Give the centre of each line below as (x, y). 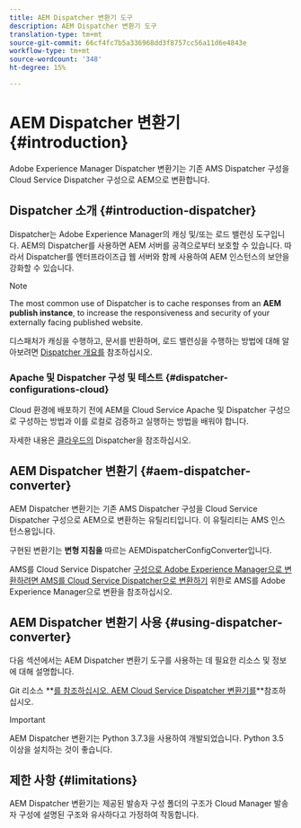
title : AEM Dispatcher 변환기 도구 (71, 18)
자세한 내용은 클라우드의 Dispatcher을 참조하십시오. (100, 440)
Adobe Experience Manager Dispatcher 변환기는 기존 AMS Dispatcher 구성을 (150, 168)
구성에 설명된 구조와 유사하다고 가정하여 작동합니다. (109, 815)
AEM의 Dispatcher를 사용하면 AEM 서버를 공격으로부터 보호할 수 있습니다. (152, 245)
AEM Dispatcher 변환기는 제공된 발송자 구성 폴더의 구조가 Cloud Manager (141, 804)
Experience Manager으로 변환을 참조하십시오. (91, 591)
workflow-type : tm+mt (50, 51)
